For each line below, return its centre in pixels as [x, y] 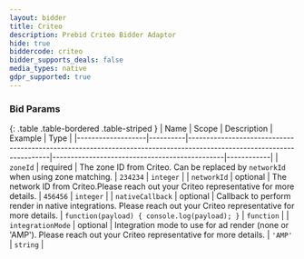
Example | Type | [41, 138]
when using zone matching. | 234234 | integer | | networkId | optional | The [148, 177]
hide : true [30, 43]
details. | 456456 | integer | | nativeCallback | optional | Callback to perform [150, 196]
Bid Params [35, 108]
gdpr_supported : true [50, 77]
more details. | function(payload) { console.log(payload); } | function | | [149, 215]
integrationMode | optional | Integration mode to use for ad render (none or [149, 225]
